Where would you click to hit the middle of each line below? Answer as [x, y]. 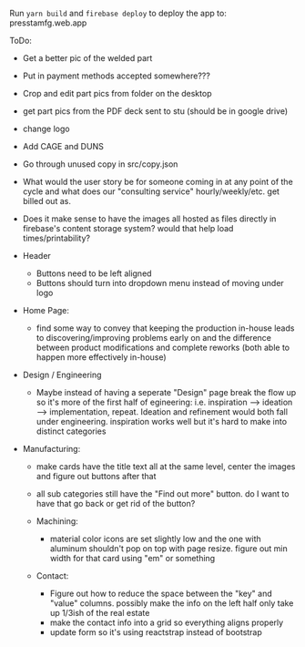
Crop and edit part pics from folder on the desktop [117, 93]
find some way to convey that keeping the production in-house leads [165, 328]
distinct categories [71, 431]
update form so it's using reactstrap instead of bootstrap [156, 632]
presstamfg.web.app [48, 23]
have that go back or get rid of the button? [116, 503]
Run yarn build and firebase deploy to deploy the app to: [118, 13]
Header [37, 256]
